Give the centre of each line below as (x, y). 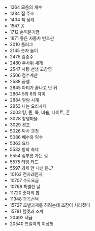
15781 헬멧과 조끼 (27, 211)
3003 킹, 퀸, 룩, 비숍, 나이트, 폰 (40, 112)
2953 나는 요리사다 (28, 106)
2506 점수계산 (24, 75)
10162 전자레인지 (26, 174)
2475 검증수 (21, 57)
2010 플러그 (21, 44)
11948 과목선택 (24, 199)
